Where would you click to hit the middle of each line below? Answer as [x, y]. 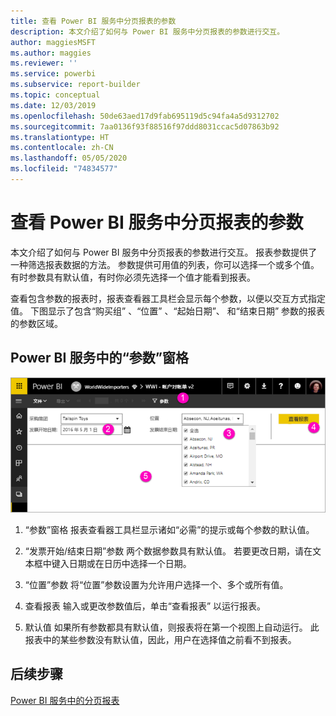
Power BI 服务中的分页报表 [65, 700]
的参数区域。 [36, 323]
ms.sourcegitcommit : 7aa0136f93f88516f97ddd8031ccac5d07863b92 [145, 126]
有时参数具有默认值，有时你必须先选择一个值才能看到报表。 [133, 277]
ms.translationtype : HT [60, 137]
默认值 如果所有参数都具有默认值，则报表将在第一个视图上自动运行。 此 [172, 627]
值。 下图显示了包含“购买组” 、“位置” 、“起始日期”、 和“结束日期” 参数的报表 [168, 311]
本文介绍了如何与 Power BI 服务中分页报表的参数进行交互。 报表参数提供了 [164, 252]
